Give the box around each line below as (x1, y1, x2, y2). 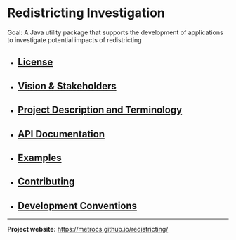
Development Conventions (17, 199, 138, 212)
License (17, 56, 53, 68)
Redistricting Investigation (7, 5, 165, 21)
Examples (17, 151, 62, 163)
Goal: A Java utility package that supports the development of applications (7, 28, 223, 37)
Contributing (17, 176, 75, 188)
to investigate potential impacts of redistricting (7, 35, 142, 44)
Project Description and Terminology (17, 104, 183, 116)
